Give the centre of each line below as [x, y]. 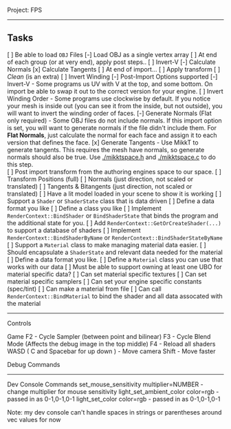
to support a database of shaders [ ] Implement [74, 230]
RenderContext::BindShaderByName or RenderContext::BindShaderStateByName [115, 238]
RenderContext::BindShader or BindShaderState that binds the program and [113, 216]
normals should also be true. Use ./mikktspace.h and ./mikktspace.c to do [112, 157]
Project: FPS [25, 10]
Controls [19, 323]
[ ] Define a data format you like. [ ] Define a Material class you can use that [115, 259]
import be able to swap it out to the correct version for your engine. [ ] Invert [115, 91]
